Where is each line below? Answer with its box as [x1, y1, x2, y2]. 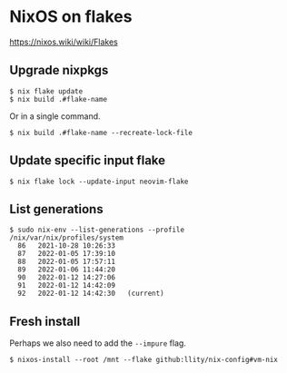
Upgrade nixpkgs [9, 63, 109, 78]
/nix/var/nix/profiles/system [9, 233, 124, 242]
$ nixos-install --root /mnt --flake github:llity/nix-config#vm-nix [9, 356, 279, 365]
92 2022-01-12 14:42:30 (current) [17, 289, 165, 299]
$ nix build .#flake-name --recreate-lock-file [9, 128, 193, 137]
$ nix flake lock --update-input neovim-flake [9, 177, 189, 186]
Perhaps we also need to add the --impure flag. [9, 338, 186, 348]
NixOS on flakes [9, 6, 133, 27]
